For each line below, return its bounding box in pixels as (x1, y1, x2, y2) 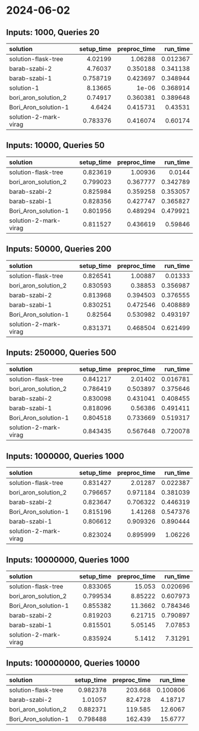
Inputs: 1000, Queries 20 (6, 27, 99, 37)
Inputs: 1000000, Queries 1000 (6, 451, 124, 461)
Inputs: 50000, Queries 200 (6, 244, 112, 254)
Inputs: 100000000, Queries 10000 (6, 658, 140, 669)
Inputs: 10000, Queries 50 (6, 140, 105, 150)
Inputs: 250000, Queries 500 (6, 348, 117, 358)
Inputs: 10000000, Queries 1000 (6, 554, 130, 565)
